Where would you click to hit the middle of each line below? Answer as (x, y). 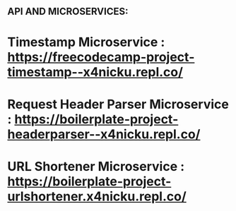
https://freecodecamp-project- (101, 57)
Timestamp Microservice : (86, 42)
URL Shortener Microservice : (96, 166)
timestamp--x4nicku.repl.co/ (95, 72)
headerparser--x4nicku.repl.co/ (104, 134)
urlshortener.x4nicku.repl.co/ (97, 196)
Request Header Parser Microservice (118, 104)
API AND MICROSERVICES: (68, 12)
